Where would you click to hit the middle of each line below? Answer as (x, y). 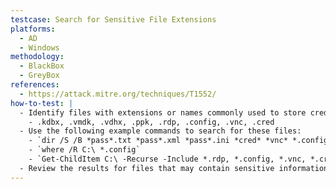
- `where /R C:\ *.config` (84, 150)
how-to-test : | (42, 103)
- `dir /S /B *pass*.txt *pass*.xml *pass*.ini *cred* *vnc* (158, 141)
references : (35, 85)
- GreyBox (39, 76)
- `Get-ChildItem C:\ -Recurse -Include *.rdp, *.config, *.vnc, (167, 159)
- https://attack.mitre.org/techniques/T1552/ (118, 94)
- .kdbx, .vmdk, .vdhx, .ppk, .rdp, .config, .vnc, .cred (151, 122)
